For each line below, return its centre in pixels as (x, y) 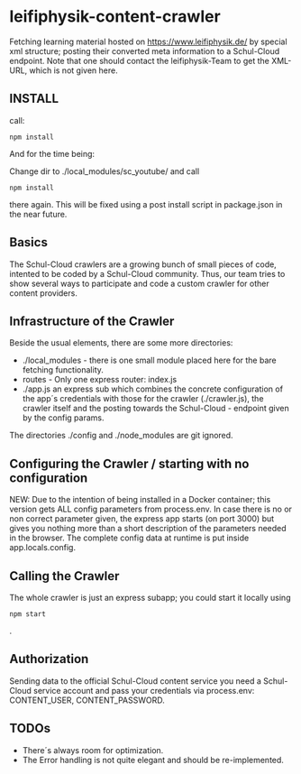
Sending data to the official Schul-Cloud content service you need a (135, 681)
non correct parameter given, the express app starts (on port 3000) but (142, 519)
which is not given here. (74, 70)
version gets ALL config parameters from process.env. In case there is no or (151, 509)
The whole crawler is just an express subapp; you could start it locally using (150, 598)
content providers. (44, 293)
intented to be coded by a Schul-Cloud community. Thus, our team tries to (147, 273)
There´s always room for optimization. (93, 750)
